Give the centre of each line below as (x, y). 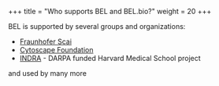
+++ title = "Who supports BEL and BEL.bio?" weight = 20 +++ (110, 11)
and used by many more (47, 73)
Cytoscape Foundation (56, 50)
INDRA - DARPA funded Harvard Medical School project (110, 58)
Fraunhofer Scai (46, 41)
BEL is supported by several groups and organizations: (97, 26)
